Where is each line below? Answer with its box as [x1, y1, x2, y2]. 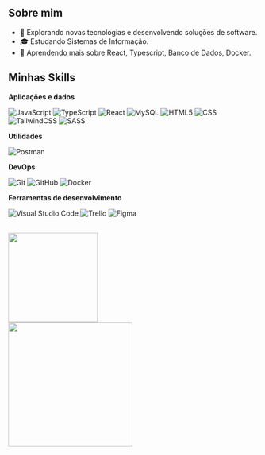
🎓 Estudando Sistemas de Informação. [19, 36, 149, 46]
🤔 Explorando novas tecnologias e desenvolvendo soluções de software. [19, 27, 258, 37]
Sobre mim [8, 6, 63, 20]
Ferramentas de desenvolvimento [8, 192, 122, 202]
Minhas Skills [8, 71, 76, 84]
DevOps [8, 162, 36, 172]
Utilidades [8, 131, 43, 141]
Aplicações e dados [8, 91, 75, 102]
